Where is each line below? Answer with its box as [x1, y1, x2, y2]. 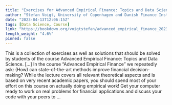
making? [5, 72, 24, 78]
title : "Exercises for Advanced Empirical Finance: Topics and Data [5, 7, 155, 13]
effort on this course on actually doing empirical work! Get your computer [5, 82, 160, 89]
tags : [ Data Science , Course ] [5, 22, 70, 27]
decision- [130, 66, 150, 72]
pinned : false [5, 36, 36, 41]
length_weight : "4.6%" [5, 31, 54, 36]
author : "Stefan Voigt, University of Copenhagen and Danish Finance [5, 12, 157, 17]
